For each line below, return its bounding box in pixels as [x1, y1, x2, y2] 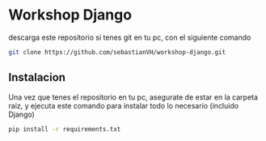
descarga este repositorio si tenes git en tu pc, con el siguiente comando [8, 32, 251, 42]
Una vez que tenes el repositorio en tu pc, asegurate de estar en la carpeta [8, 92, 259, 102]
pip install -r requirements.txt [8, 125, 121, 133]
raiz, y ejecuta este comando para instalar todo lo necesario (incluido [8, 100, 239, 110]
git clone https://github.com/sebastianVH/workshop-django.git [8, 48, 226, 56]
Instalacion [8, 70, 66, 84]
